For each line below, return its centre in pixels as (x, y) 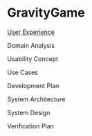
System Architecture (36, 99)
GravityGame (46, 13)
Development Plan (33, 85)
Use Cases (22, 72)
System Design (29, 112)
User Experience (31, 32)
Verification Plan (30, 126)
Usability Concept (33, 59)
